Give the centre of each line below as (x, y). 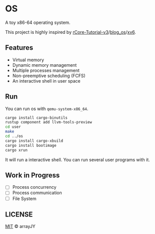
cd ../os (14, 136)
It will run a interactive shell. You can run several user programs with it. (77, 159)
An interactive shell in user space (46, 81)
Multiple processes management (46, 70)
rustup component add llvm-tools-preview (49, 122)
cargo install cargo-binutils (37, 117)
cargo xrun (16, 150)
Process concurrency (34, 187)
